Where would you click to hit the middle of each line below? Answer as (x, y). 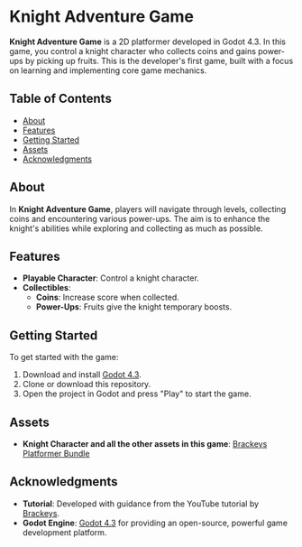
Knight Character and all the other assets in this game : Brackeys (145, 444)
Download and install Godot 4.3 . (82, 375)
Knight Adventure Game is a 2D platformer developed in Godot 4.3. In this (148, 42)
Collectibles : (46, 288)
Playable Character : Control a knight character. (111, 278)
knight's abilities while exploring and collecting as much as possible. (136, 228)
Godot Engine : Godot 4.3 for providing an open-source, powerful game (155, 523)
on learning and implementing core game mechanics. (108, 70)
